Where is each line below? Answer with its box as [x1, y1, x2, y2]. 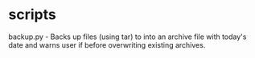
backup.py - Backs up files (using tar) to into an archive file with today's [8, 32, 247, 41]
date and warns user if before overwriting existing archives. [8, 40, 206, 49]
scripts [8, 6, 56, 24]
